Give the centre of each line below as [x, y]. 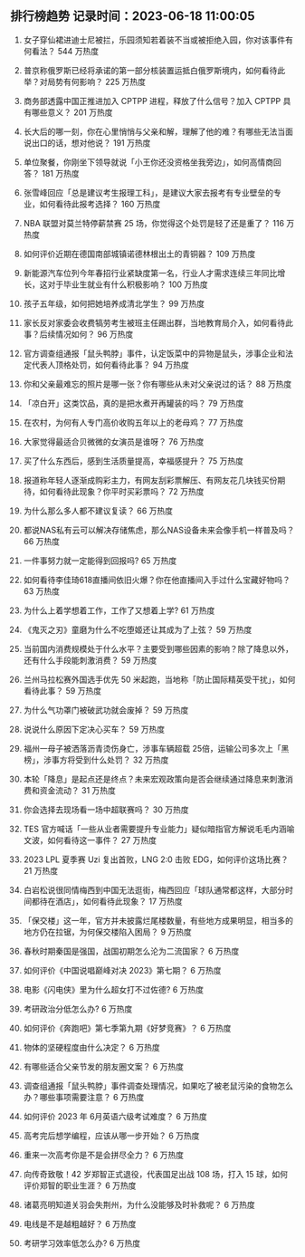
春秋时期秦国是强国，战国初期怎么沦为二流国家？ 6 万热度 [131, 951]
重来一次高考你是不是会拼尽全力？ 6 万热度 [104, 1155]
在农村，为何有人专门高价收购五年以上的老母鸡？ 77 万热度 [133, 422]
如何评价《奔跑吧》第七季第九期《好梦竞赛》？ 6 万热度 [127, 1028]
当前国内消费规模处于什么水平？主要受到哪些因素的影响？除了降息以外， [158, 648]
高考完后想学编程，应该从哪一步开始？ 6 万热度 [111, 1136]
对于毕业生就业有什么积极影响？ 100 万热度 [128, 284]
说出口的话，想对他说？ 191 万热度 [87, 142]
